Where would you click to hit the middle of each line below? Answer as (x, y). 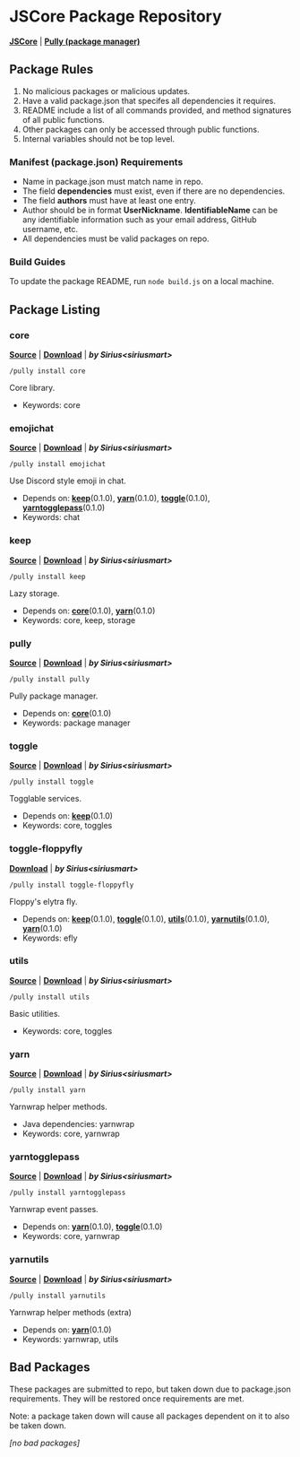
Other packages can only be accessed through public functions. (141, 129)
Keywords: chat (51, 517)
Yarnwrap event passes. (54, 1210)
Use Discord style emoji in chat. (68, 481)
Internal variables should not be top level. (99, 139)
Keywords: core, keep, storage (79, 620)
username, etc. (50, 230)
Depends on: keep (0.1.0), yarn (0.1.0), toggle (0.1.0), (116, 499)
